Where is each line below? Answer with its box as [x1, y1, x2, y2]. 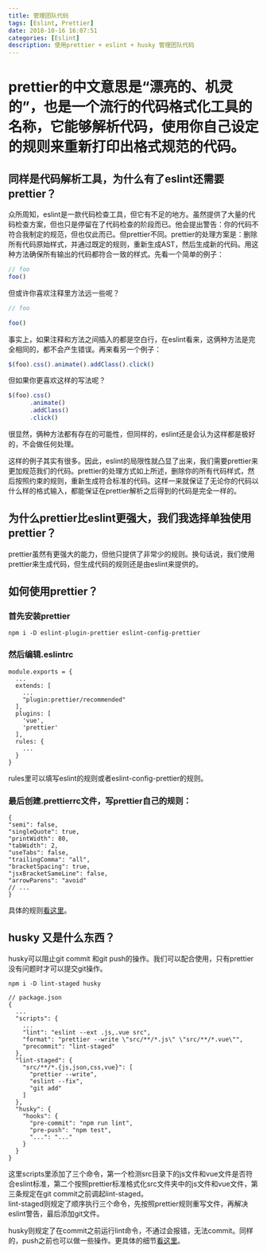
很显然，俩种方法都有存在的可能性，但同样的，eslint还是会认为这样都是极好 [8, 429, 256, 438]
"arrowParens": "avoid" [8, 876, 87, 885]
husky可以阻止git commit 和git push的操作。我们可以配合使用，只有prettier [8, 953, 254, 963]
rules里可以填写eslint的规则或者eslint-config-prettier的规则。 [8, 773, 208, 783]
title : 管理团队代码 [8, 11, 69, 20]
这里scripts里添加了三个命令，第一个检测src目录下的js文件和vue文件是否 [8, 1169, 246, 1178]
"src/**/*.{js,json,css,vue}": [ [22, 1063, 133, 1071]
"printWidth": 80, [8, 835, 69, 843]
